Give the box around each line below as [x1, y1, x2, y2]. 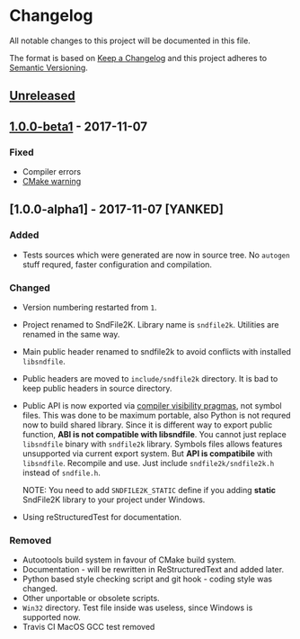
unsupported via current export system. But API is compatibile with [22, 448, 273, 459]
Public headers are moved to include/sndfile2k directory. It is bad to [22, 373, 278, 383]
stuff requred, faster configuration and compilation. [22, 258, 213, 270]
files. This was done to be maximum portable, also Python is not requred [22, 410, 291, 420]
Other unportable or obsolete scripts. [22, 593, 160, 604]
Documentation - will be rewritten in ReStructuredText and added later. [22, 564, 285, 575]
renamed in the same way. [22, 329, 120, 339]
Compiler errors [22, 166, 82, 177]
